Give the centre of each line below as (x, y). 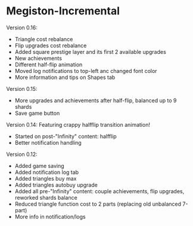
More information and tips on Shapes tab (65, 77)
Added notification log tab (47, 172)
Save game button (37, 113)
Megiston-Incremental (63, 11)
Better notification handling (48, 142)
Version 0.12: (22, 154)
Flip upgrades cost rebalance (51, 45)
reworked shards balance (46, 197)
